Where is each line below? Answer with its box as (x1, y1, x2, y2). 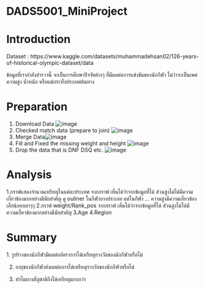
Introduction (6, 33, 71, 47)
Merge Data (15, 133, 45, 141)
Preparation (6, 100, 68, 114)
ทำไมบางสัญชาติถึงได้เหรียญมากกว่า (15, 275, 86, 283)
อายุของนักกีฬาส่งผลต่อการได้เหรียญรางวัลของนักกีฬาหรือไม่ (15, 263, 135, 271)
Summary (6, 231, 57, 245)
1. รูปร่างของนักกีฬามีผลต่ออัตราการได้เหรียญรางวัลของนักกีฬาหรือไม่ (6, 250, 143, 258)
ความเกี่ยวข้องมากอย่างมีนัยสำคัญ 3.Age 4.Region (6, 209, 112, 216)
